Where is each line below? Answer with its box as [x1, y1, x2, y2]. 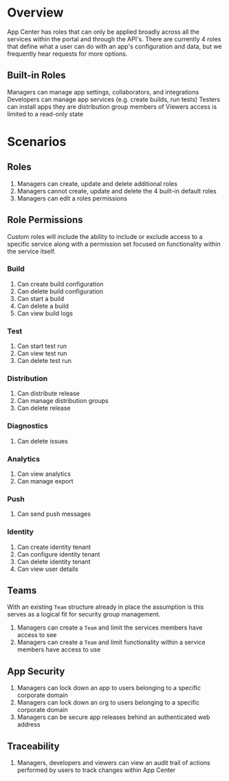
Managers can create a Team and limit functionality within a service [17, 638, 206, 647]
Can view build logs [17, 309, 74, 317]
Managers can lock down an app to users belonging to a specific [17, 684, 201, 692]
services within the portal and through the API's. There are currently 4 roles [7, 34, 221, 43]
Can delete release [17, 404, 71, 413]
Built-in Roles [7, 70, 66, 81]
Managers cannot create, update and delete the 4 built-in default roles [17, 187, 217, 195]
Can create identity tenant [17, 543, 91, 551]
